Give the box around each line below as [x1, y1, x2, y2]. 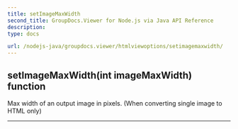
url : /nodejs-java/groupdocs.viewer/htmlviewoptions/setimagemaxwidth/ [7, 43, 223, 50]
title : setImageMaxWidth [7, 10, 81, 18]
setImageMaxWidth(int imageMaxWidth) [7, 69, 193, 82]
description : [7, 23, 46, 30]
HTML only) [7, 106, 42, 115]
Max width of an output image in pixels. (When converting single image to [7, 99, 222, 107]
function [7, 80, 46, 92]
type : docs [7, 30, 40, 38]
